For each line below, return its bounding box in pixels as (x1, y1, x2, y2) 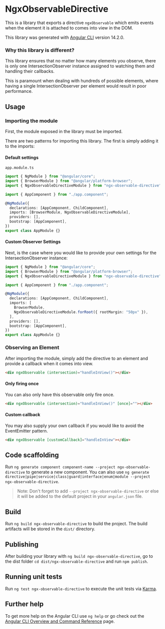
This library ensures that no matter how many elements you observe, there (5, 58, 156, 64)
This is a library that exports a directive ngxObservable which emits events (5, 20, 154, 26)
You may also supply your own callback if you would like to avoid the (5, 423, 144, 429)
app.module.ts (5, 166, 34, 171)
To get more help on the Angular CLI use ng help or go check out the (5, 613, 144, 619)
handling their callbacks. (5, 68, 55, 74)
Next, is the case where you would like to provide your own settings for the (5, 250, 157, 256)
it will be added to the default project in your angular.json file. (17, 493, 143, 499)
